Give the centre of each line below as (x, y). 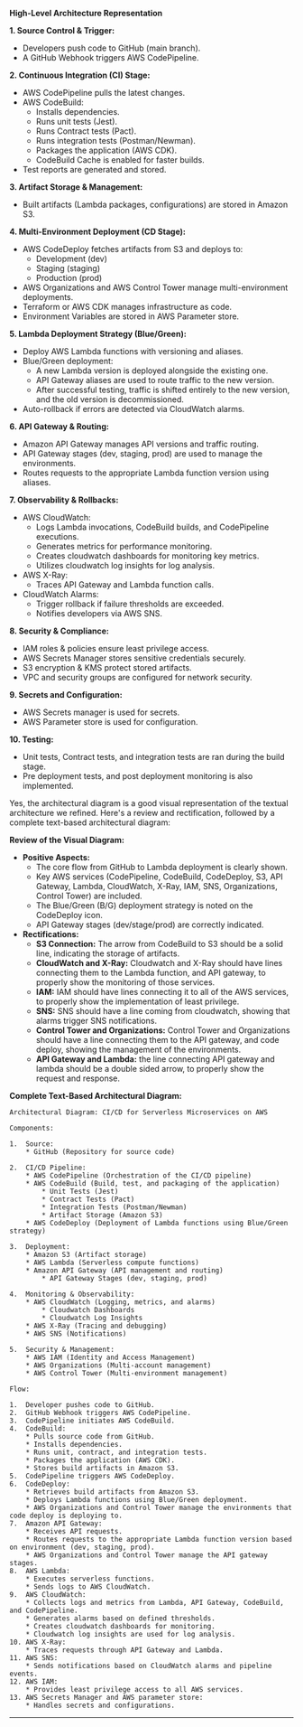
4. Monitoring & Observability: (72, 1294)
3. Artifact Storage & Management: (76, 187)
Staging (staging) (68, 268)
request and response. (78, 1078)
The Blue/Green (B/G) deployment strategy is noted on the (144, 906)
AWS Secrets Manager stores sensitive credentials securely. (134, 658)
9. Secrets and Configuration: (66, 695)
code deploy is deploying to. (66, 1516)
